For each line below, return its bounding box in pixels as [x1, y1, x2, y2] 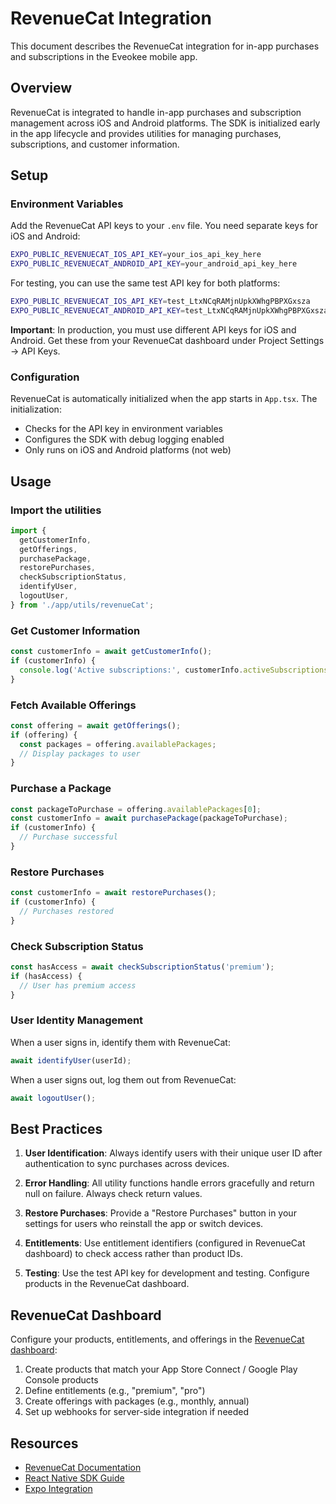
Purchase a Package [10, 782, 112, 796]
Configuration [10, 370, 80, 384]
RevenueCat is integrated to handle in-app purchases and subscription [10, 106, 302, 118]
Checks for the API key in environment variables [24, 423, 224, 435]
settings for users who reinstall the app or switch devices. [24, 1218, 264, 1230]
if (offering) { [10, 730, 78, 740]
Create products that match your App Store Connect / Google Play [24, 1363, 298, 1376]
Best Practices [10, 1120, 103, 1137]
